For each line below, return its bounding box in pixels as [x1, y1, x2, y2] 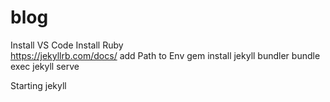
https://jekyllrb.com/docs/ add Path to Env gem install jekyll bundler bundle [10, 49, 321, 61]
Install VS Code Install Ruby [10, 39, 124, 51]
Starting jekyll [10, 79, 67, 91]
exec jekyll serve [10, 60, 80, 72]
